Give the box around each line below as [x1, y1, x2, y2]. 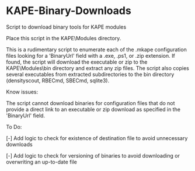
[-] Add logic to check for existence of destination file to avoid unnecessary [6, 134, 188, 141]
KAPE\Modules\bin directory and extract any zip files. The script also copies [6, 64, 190, 71]
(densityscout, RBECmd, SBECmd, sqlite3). [6, 77, 110, 84]
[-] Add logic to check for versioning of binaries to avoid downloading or [6, 152, 180, 159]
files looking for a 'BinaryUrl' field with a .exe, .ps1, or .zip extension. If [6, 52, 175, 59]
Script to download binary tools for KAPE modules [6, 23, 127, 30]
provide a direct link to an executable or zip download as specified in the [6, 106, 181, 113]
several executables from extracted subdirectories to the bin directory [6, 71, 175, 78]
